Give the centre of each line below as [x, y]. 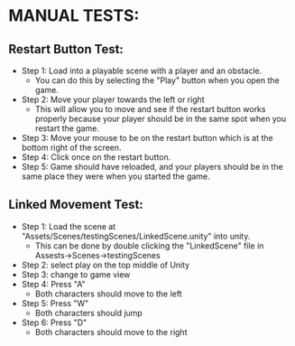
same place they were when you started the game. [116, 176]
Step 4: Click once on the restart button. [96, 157]
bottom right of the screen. [72, 147]
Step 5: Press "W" [55, 303]
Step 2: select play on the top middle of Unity [106, 265]
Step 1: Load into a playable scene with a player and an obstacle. [142, 70]
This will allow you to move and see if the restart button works [150, 109]
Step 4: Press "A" [54, 284]
